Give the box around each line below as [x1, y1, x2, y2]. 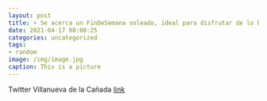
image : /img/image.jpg [8, 56, 83, 64]
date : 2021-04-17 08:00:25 [8, 26, 98, 34]
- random [8, 48, 37, 56]
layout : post [8, 11, 52, 20]
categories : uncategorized [8, 33, 98, 42]
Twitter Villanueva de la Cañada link [8, 84, 126, 94]
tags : [8, 41, 26, 49]
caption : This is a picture [8, 63, 102, 71]
